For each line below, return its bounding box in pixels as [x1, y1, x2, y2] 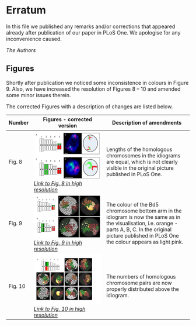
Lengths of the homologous [106, 146, 173, 153]
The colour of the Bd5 [106, 201, 159, 208]
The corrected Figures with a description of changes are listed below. [6, 103, 173, 110]
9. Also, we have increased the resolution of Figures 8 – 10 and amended [6, 85, 181, 92]
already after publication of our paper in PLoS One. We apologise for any [6, 29, 181, 36]
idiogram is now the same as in [106, 213, 181, 220]
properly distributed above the [106, 286, 179, 293]
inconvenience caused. [6, 35, 62, 42]
